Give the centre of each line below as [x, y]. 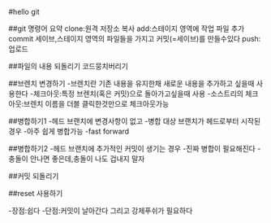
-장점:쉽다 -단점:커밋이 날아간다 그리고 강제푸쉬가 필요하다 [101, 210]
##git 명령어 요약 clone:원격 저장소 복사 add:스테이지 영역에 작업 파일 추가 [127, 28]
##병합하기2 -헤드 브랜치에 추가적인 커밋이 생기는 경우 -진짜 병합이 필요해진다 [132, 149]
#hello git [24, 12]
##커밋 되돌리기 [34, 176]
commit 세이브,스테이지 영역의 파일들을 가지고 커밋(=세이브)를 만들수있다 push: [135, 39]
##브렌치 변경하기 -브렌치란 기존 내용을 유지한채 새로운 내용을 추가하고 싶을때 [131, 83]
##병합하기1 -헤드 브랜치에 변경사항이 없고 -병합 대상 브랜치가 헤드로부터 [124, 121]
